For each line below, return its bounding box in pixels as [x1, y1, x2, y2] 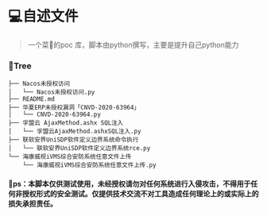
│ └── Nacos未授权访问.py [8, 88, 95, 96]
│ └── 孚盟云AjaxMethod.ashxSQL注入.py [8, 128, 141, 136]
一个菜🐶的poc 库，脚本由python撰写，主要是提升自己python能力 [27, 40, 239, 49]
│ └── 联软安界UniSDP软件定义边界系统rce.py [8, 145, 151, 152]
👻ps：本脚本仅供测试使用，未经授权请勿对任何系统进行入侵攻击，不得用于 [8, 179, 251, 188]
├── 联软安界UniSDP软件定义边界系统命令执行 [8, 136, 139, 144]
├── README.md [8, 95, 56, 103]
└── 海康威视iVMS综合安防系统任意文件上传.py [22, 161, 157, 169]
